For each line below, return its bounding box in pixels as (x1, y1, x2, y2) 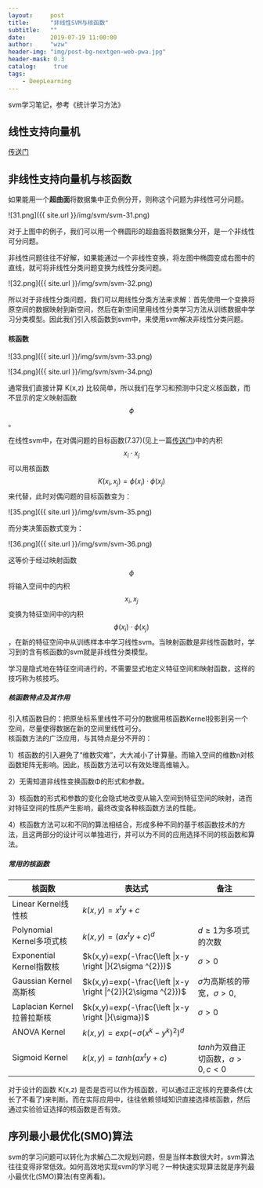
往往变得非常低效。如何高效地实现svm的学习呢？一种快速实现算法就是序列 (8, 1161, 248, 1171)
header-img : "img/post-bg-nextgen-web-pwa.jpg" (8, 48, 167, 56)
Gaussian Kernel (12, 975, 73, 986)
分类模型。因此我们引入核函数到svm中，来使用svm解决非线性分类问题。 (14, 315, 248, 324)
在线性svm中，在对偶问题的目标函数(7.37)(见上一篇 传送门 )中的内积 (8, 436, 223, 445)
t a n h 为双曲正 (197, 1041, 247, 1052)
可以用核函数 (8, 464, 49, 473)
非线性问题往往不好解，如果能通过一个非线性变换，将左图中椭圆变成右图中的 (8, 253, 255, 263)
